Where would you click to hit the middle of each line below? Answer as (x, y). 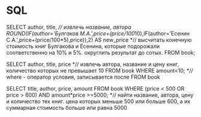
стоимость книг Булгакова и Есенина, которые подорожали (83, 46)
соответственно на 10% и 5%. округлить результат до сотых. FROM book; (101, 52)
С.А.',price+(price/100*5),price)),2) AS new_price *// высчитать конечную (99, 40)
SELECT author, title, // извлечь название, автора (69, 27)
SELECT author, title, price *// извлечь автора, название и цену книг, (93, 64)
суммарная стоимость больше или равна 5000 (67, 107)
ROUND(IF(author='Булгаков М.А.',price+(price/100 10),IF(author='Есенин (98, 33)
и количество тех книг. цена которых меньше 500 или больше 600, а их (98, 101)
